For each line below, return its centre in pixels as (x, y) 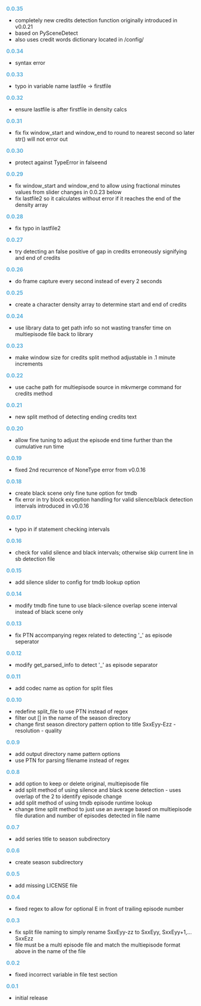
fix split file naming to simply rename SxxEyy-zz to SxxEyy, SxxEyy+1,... (103, 932)
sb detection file (35, 559)
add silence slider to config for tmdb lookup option (77, 582)
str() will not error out (41, 139)
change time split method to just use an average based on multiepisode (103, 809)
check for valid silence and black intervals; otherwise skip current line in (104, 552)
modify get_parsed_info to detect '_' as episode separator (86, 665)
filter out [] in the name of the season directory (73, 718)
